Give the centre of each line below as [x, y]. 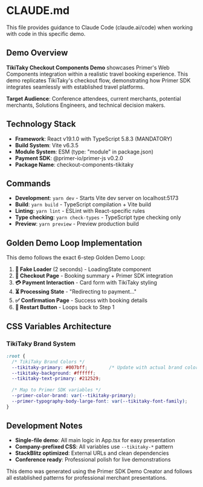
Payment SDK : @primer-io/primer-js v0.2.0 [69, 158]
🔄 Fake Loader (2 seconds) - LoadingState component [83, 269]
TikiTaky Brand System [41, 343]
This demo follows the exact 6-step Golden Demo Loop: [76, 258]
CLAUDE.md [38, 11]
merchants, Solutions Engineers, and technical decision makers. [86, 105]
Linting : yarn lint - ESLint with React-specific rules [80, 211]
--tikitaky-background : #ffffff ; [54, 373]
